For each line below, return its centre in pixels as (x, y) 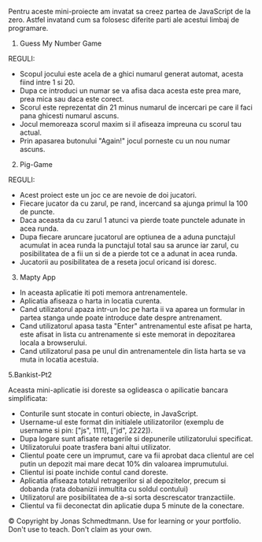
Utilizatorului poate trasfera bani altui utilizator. (95, 447)
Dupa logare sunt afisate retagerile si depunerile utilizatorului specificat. (136, 439)
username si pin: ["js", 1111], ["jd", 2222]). (86, 430)
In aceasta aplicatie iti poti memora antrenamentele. (103, 292)
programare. (28, 28)
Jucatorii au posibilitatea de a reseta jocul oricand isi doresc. (118, 262)
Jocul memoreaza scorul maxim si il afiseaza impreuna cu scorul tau (131, 124)
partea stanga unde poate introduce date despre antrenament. (121, 317)
